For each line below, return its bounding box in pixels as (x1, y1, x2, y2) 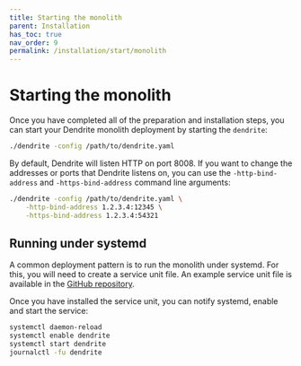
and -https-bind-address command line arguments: (40, 177, 231, 187)
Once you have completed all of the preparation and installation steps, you (9, 115, 285, 126)
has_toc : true (9, 30, 63, 39)
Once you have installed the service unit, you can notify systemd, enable (9, 296, 279, 307)
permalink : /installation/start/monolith (9, 47, 167, 56)
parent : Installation (9, 22, 91, 30)
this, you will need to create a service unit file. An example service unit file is (9, 269, 292, 280)
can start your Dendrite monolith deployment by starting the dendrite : (9, 125, 268, 135)
